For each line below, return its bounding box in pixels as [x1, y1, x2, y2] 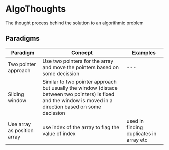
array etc [126, 136, 148, 143]
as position [8, 127, 34, 134]
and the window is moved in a [42, 97, 113, 104]
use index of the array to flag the [42, 124, 120, 131]
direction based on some [42, 103, 102, 110]
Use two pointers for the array [42, 57, 114, 64]
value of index [42, 130, 76, 137]
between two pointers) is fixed [42, 91, 115, 98]
